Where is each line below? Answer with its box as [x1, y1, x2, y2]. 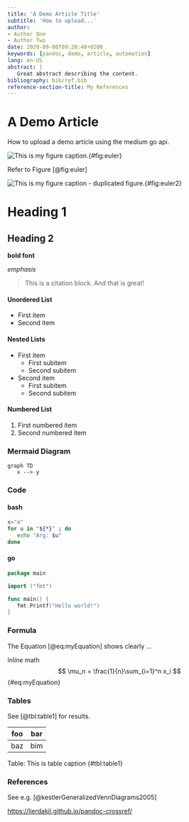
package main [7, 570, 46, 577]
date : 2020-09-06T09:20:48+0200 [7, 43, 103, 51]
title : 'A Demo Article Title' [7, 10, 100, 18]
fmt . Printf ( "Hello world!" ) [16, 602, 100, 610]
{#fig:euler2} [144, 179, 183, 187]
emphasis [7, 265, 36, 274]
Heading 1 [7, 204, 67, 220]
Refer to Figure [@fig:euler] [7, 165, 87, 174]
